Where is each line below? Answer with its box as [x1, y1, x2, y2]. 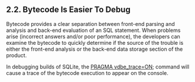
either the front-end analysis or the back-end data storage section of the [6, 45, 183, 53]
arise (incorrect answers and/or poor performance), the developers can [6, 32, 180, 40]
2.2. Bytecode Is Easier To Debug [6, 5, 131, 15]
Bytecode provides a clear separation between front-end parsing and [6, 20, 175, 27]
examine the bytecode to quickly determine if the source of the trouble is [6, 39, 184, 46]
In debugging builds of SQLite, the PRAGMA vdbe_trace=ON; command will [6, 63, 190, 70]
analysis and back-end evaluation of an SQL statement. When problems [6, 27, 181, 34]
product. [6, 51, 27, 58]
